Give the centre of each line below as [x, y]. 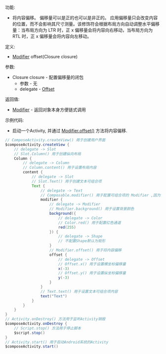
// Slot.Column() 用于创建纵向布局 [48, 154]
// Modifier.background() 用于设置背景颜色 [92, 209]
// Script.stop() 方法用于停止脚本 [48, 328]
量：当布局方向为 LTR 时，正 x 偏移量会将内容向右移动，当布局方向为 [83, 30]
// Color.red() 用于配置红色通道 [89, 223]
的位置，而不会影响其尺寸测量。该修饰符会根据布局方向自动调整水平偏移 [86, 24]
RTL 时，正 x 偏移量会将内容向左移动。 [52, 36]
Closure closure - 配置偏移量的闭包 [48, 77]
